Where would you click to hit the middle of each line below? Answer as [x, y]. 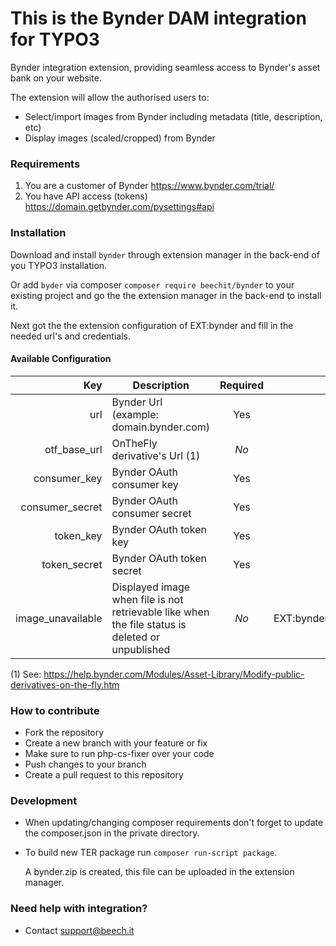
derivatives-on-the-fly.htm [65, 684]
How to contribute [55, 710]
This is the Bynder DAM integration [158, 18]
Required [241, 385]
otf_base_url [73, 449]
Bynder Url [137, 402]
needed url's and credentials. [71, 336]
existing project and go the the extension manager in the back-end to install [166, 295]
